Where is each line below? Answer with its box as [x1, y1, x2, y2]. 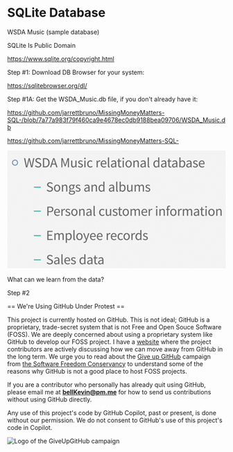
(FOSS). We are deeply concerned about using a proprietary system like [7, 330, 213, 338]
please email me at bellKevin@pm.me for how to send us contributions [7, 388, 212, 396]
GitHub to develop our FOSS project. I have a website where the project [7, 338, 212, 346]
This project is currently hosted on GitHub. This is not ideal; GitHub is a [7, 315, 210, 324]
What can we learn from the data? [7, 275, 105, 284]
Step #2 [7, 288, 30, 297]
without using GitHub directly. [7, 395, 92, 403]
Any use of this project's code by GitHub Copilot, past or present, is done [7, 408, 217, 417]
